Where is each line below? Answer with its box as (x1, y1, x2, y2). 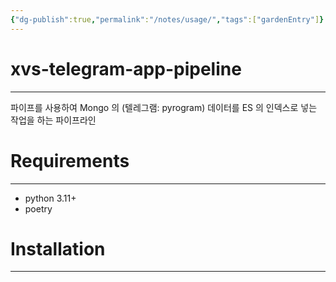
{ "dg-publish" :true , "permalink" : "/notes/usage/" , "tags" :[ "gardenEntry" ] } (10, 14, 325, 25)
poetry (24, 202, 53, 215)
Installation (10, 237, 106, 260)
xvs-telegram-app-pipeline (10, 57, 242, 80)
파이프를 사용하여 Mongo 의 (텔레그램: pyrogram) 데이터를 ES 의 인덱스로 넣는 (10, 101, 318, 113)
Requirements (10, 149, 130, 172)
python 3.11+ (24, 192, 77, 204)
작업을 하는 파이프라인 (10, 114, 97, 126)
